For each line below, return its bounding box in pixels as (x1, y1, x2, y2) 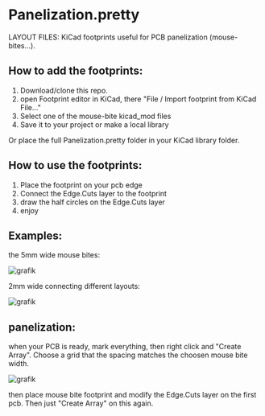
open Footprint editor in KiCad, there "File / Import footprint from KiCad (19, 94, 257, 104)
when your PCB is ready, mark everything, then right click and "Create (8, 342, 242, 352)
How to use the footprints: (8, 159, 143, 172)
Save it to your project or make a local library (19, 119, 169, 130)
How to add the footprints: (8, 64, 143, 78)
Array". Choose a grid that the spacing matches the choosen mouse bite (8, 350, 248, 360)
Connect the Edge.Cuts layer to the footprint (19, 188, 168, 198)
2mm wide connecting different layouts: (8, 282, 141, 291)
